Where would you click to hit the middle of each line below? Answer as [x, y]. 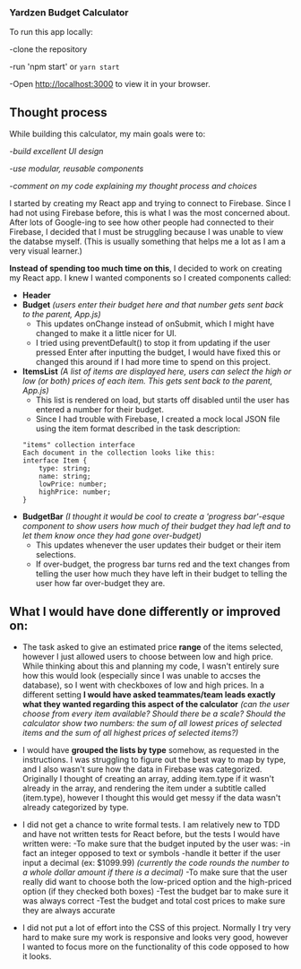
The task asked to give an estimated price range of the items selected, [153, 646]
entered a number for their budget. [99, 410]
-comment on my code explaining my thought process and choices [133, 186]
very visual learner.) [46, 251]
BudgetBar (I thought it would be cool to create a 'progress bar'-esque [153, 516]
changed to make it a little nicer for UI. [106, 333]
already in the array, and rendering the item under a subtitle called [144, 788]
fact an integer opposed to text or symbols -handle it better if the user [151, 852]
